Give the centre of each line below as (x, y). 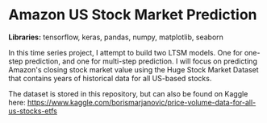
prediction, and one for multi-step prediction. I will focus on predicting (141, 61)
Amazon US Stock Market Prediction (133, 15)
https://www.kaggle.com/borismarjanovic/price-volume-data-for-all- (142, 102)
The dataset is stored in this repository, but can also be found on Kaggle (128, 93)
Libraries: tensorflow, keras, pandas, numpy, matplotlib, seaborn (116, 37)
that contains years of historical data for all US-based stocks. (110, 78)
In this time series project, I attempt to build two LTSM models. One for (125, 52)
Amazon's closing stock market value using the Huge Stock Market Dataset (134, 69)
